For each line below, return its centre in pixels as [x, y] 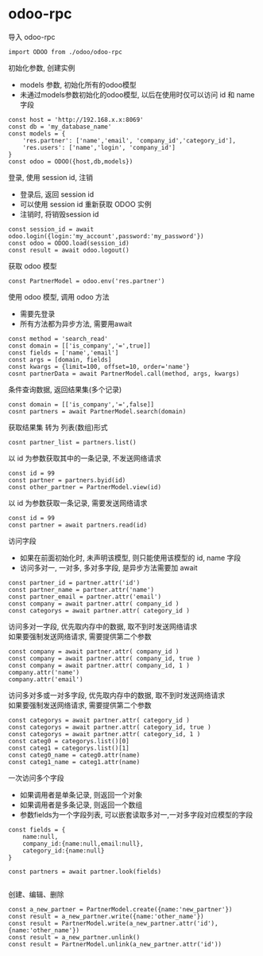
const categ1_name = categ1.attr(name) [74, 762]
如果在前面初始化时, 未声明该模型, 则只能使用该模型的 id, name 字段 [130, 558]
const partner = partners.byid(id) [67, 480]
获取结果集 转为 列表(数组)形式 [58, 427]
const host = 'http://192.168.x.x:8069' [76, 119]
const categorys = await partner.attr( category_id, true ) [110, 727]
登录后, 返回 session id [56, 194]
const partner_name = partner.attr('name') [81, 590]
